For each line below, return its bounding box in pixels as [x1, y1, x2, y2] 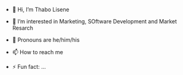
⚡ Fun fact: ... [12, 63, 46, 70]
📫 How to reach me [12, 49, 63, 55]
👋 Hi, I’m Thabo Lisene [12, 6, 69, 13]
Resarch [12, 25, 34, 31]
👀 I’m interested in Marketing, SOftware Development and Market [12, 18, 177, 25]
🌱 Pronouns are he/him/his [12, 36, 80, 43]
